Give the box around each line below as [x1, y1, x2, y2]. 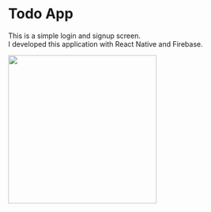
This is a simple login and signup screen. [8, 31, 141, 40]
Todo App [8, 5, 73, 23]
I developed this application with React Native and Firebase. [8, 39, 203, 48]
